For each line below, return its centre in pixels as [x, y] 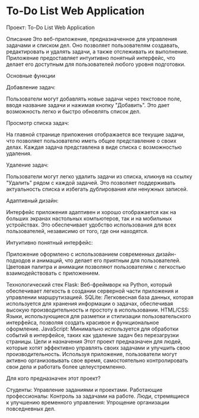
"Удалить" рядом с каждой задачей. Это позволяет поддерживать [91, 183]
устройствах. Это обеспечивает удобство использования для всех [91, 225]
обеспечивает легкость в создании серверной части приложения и [92, 291]
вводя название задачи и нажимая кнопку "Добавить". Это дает [88, 105]
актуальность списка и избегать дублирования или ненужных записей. [97, 189]
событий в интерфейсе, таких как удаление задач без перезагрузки [93, 335]
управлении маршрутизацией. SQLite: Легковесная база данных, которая [100, 297]
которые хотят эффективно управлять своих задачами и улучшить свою [98, 348]
